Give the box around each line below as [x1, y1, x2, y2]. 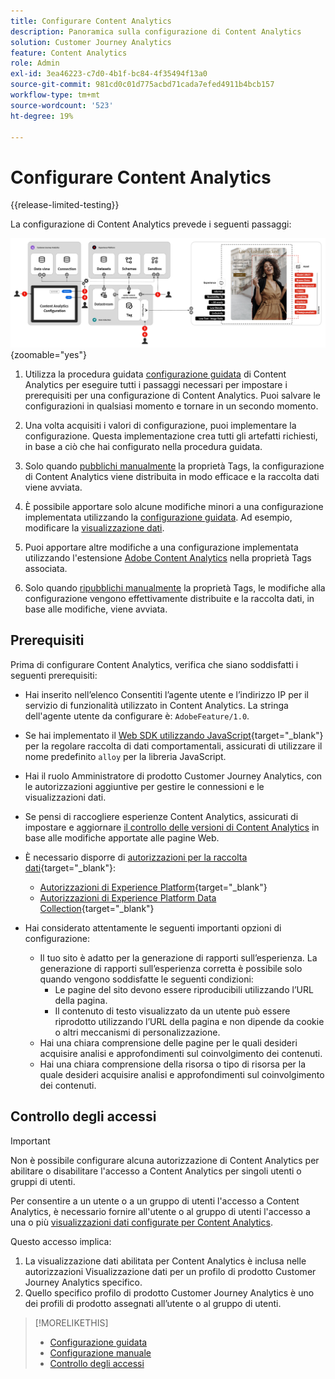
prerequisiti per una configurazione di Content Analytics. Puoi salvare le [24, 390, 321, 402]
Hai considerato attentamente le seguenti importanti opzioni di [24, 921, 282, 934]
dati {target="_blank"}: [24, 861, 116, 874]
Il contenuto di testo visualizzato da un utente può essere [54, 1005, 291, 1017]
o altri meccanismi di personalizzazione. [54, 1026, 221, 1038]
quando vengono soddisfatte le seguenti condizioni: [39, 973, 254, 985]
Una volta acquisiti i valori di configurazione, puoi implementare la [24, 420, 297, 432]
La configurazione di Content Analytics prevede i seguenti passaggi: [10, 218, 292, 230]
